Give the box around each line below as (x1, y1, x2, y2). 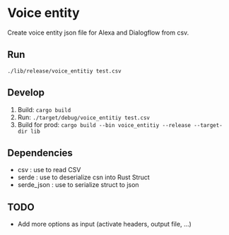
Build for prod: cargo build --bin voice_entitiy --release (17, 120, 191, 128)
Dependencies (7, 147, 73, 159)
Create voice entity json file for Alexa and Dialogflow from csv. (7, 28, 189, 37)
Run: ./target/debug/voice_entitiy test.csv (17, 113, 151, 121)
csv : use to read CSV (17, 166, 81, 174)
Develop (7, 87, 45, 99)
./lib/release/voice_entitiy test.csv (7, 67, 122, 75)
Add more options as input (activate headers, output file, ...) (17, 220, 192, 229)
